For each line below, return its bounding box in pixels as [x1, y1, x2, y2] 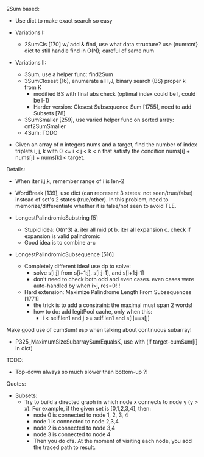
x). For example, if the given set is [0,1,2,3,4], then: [24, 405, 151, 412]
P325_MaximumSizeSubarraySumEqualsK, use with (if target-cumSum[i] [15, 338, 198, 345]
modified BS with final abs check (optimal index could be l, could [33, 90, 196, 97]
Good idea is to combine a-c [24, 239, 96, 246]
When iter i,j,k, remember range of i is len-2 [15, 178, 125, 185]
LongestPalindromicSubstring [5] [15, 214, 99, 221]
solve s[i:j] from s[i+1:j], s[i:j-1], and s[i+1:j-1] [33, 269, 144, 276]
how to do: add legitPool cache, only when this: [33, 308, 153, 315]
